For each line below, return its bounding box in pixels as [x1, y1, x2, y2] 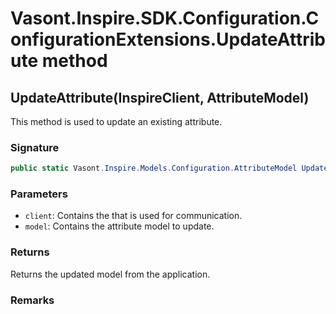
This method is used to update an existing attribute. [10, 116, 223, 127]
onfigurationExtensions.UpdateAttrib [10, 28, 326, 51]
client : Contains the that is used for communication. [24, 210, 243, 222]
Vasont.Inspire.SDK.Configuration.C [10, 7, 320, 30]
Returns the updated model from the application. [10, 268, 211, 280]
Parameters [10, 187, 68, 201]
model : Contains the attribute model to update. [24, 220, 215, 232]
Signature [10, 140, 60, 154]
